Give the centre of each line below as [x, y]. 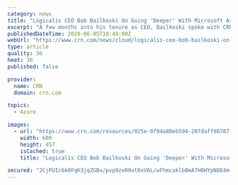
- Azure [25, 112]
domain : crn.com [38, 93]
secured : [20, 171]
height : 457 [38, 145]
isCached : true [42, 151]
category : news [30, 14]
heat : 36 [20, 60]
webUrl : [19, 40]
